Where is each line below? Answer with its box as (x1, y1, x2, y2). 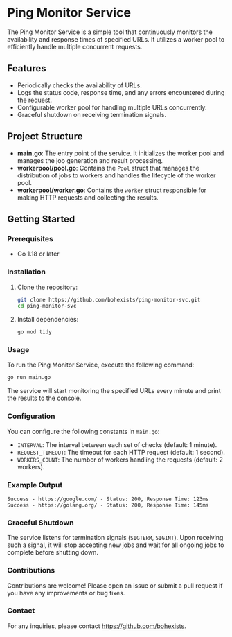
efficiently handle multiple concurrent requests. (7, 42, 143, 51)
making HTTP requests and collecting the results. (17, 193, 159, 202)
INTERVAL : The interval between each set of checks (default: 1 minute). (17, 440, 217, 448)
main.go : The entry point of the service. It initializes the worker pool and (17, 149, 224, 157)
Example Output (7, 480, 63, 489)
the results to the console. (7, 394, 82, 403)
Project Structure (7, 130, 83, 143)
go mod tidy (17, 329, 52, 335)
